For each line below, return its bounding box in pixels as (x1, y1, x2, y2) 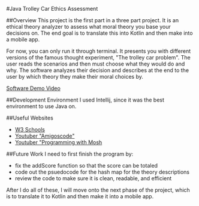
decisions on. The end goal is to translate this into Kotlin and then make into (6, 29, 193, 37)
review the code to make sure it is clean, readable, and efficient (14, 175, 172, 182)
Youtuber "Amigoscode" (14, 132, 75, 139)
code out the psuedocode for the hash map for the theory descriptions (14, 168, 190, 175)
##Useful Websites (6, 114, 54, 121)
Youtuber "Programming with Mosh (14, 139, 102, 146)
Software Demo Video (6, 85, 61, 92)
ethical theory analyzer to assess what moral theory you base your (6, 23, 171, 30)
